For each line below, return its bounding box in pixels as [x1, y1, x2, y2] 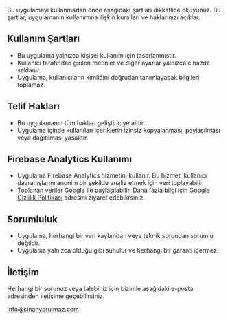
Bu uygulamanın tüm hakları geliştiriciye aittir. [16, 118, 146, 127]
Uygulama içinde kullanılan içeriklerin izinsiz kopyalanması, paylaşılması [16, 126, 221, 134]
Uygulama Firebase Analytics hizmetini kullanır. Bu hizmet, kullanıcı [16, 171, 207, 180]
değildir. [16, 239, 41, 247]
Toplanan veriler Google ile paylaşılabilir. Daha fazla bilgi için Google [16, 186, 210, 195]
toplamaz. [16, 81, 46, 89]
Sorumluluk [7, 213, 58, 225]
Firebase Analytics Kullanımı [7, 153, 133, 165]
